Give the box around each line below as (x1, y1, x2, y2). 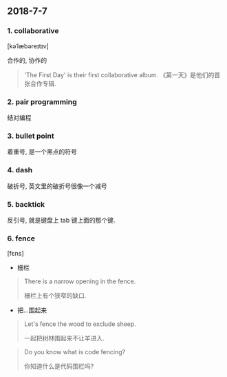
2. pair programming (7, 96, 77, 106)
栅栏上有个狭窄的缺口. (23, 292, 87, 300)
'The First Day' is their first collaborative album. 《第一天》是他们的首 (23, 70, 221, 79)
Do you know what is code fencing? (23, 348, 126, 356)
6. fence (7, 234, 36, 243)
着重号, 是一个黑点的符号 (7, 147, 77, 156)
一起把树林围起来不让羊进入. (23, 334, 105, 343)
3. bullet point (7, 131, 54, 141)
